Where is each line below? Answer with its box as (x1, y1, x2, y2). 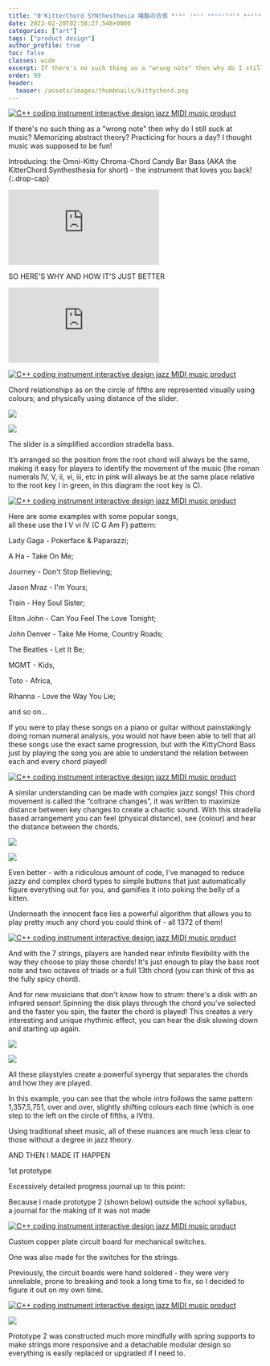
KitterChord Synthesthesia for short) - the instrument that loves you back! (8, 166, 252, 175)
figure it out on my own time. (8, 1285, 104, 1294)
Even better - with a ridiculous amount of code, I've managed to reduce (8, 868, 245, 877)
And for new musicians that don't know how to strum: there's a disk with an (8, 990, 258, 1000)
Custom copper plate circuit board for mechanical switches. (8, 1237, 207, 1246)
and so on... (8, 707, 48, 717)
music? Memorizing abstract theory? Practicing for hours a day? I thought (8, 133, 252, 142)
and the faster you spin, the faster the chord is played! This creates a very (8, 1007, 253, 1016)
